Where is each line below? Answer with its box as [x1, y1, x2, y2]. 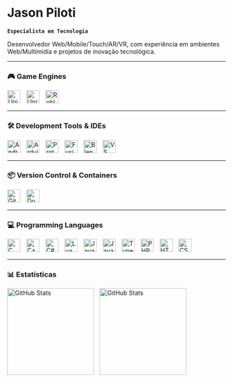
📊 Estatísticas [7, 270, 57, 279]
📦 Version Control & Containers [7, 171, 118, 180]
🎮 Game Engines [7, 71, 67, 81]
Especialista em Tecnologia [7, 28, 89, 35]
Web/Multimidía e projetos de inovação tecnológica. [7, 47, 156, 55]
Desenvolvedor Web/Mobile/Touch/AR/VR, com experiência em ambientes [7, 40, 220, 48]
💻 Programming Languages [7, 220, 103, 229]
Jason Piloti [7, 5, 76, 21]
